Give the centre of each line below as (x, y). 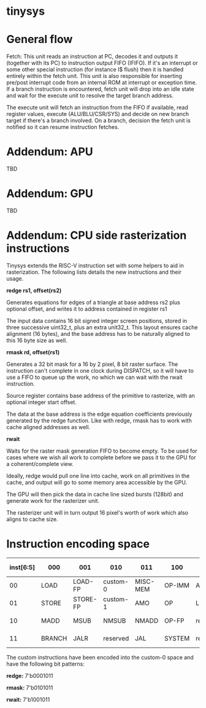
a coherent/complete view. (40, 464)
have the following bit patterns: (45, 664)
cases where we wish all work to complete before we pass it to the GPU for (101, 457)
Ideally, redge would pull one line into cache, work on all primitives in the (98, 476)
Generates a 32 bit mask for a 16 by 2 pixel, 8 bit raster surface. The (92, 364)
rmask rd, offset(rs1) (33, 352)
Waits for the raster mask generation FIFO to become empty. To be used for (102, 451)
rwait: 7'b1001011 (28, 699)
